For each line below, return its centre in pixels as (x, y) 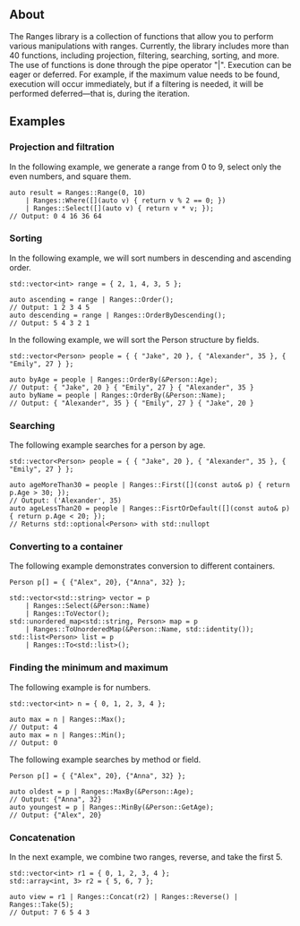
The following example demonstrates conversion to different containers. (142, 566)
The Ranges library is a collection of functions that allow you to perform (141, 36)
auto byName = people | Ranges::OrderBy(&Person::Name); (118, 395)
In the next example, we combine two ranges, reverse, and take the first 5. (146, 857)
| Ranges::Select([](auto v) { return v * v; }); (120, 208)
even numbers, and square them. (70, 176)
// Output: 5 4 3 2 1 (50, 323)
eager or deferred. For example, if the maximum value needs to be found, (145, 74)
